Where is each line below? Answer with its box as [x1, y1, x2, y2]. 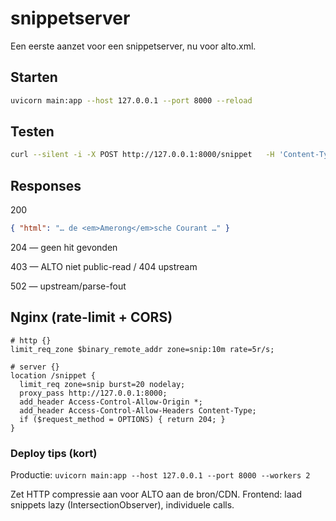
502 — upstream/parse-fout [10, 280, 127, 292]
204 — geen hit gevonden [10, 242, 118, 253]
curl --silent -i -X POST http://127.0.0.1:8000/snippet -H [10, 150, 275, 160]
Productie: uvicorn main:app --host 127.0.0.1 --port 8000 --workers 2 [10, 469, 311, 481]
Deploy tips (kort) [10, 446, 98, 460]
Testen [10, 123, 55, 141]
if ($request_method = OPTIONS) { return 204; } [19, 414, 226, 424]
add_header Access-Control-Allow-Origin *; [19, 397, 203, 407]
